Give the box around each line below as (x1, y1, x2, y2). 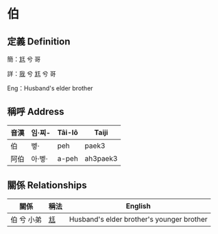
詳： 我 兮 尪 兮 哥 (7, 70, 56, 77)
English (125, 201, 151, 211)
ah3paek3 (84, 153, 118, 163)
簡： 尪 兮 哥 (7, 55, 41, 63)
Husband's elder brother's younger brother (69, 214, 208, 224)
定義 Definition (7, 36, 71, 47)
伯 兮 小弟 (10, 215, 43, 224)
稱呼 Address (7, 106, 64, 118)
